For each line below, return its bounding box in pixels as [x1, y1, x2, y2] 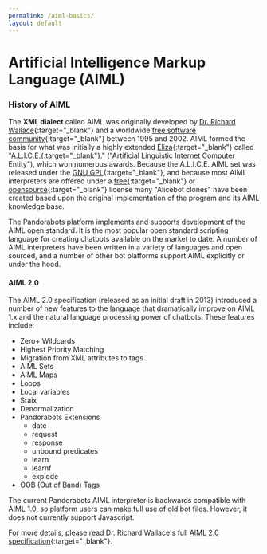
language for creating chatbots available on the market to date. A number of [8, 234, 257, 243]
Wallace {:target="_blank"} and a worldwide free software [8, 125, 197, 135]
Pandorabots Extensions [19, 412, 100, 422]
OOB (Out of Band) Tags [19, 480, 100, 490]
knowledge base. [8, 201, 65, 211]
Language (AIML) [8, 70, 125, 88]
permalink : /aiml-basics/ [8, 11, 94, 20]
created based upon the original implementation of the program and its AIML [8, 193, 260, 202]
